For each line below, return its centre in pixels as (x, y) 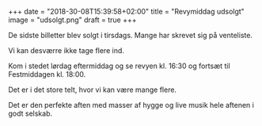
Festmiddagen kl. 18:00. (47, 74)
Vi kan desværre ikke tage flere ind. (66, 50)
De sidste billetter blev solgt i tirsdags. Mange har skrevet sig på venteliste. (131, 35)
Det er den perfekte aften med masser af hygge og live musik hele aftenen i (131, 105)
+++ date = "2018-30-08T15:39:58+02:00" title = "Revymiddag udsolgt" (127, 11)
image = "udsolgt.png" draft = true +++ (72, 20)
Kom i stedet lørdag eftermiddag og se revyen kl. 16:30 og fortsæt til (120, 66)
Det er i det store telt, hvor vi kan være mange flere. (92, 90)
